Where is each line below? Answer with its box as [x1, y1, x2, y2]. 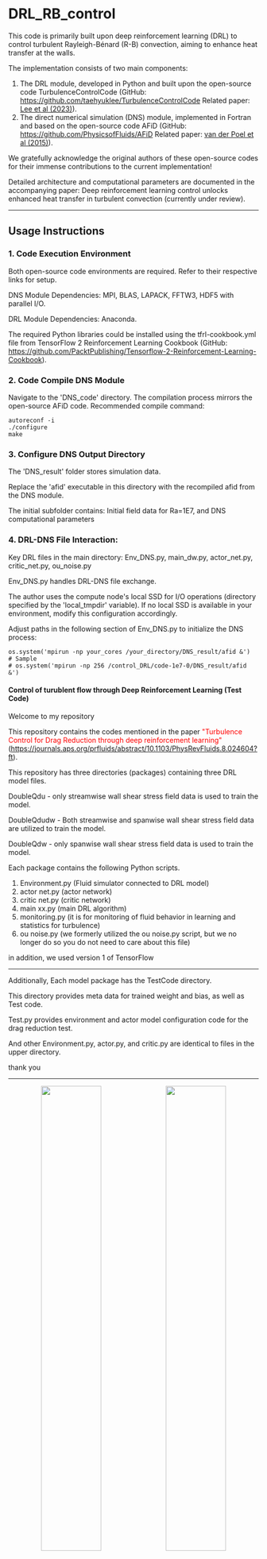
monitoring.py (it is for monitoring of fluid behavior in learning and [19, 911, 236, 922]
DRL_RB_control [8, 5, 116, 23]
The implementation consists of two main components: [8, 63, 188, 72]
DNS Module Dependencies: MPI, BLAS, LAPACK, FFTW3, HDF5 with [8, 290, 234, 300]
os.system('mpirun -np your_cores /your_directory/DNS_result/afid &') [8, 648, 250, 656]
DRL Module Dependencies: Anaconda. [8, 314, 137, 323]
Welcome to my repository [8, 711, 95, 721]
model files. [8, 776, 47, 785]
